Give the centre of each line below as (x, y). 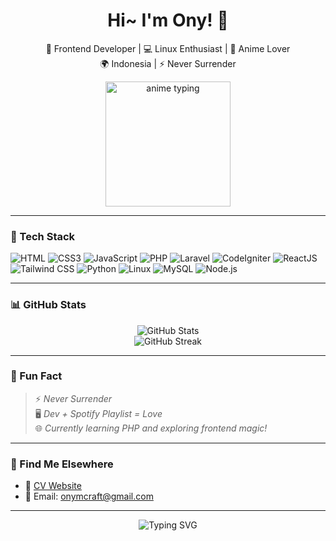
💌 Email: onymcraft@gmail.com (89, 496)
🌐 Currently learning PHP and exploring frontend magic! (151, 428)
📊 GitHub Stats (48, 305)
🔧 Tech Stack (43, 236)
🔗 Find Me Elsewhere (62, 464)
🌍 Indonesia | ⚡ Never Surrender (168, 63)
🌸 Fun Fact (36, 376)
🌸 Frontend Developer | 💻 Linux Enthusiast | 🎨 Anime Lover (168, 48)
